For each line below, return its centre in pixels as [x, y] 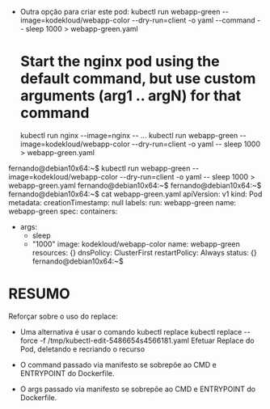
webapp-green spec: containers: [63, 211]
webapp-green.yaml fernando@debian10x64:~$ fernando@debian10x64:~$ [135, 185]
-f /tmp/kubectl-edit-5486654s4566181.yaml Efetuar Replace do [147, 340]
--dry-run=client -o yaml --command [194, 20]
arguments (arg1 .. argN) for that [131, 96]
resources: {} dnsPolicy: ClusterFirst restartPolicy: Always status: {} [144, 252]
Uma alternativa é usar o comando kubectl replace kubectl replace [131, 331]
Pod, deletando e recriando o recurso [82, 349]
